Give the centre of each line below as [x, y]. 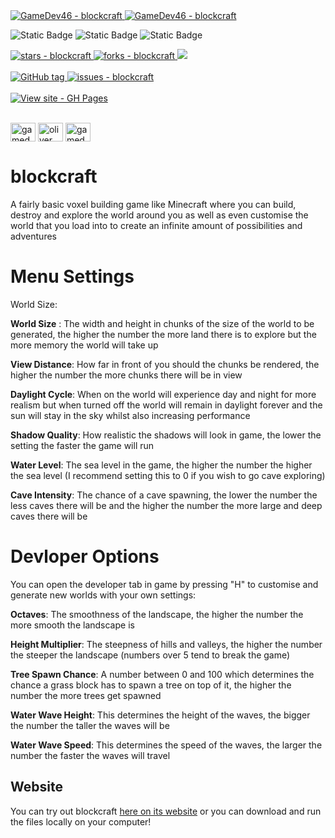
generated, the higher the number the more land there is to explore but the [163, 334]
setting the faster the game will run [82, 445]
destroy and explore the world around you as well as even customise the [159, 215]
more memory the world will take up [84, 345]
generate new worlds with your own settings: [103, 595]
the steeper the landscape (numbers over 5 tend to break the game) [150, 655]
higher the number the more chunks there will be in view [126, 375]
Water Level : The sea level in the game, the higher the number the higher [161, 465]
